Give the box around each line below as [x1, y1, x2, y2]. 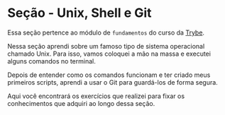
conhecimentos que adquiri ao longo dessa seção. [7, 99, 155, 107]
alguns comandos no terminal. [7, 56, 96, 65]
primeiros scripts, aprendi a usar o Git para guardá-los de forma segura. [7, 78, 218, 86]
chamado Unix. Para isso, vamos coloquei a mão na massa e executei [7, 49, 212, 58]
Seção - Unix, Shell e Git [7, 5, 152, 21]
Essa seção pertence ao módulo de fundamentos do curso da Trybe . [7, 28, 204, 37]
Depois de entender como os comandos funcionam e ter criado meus [7, 71, 211, 79]
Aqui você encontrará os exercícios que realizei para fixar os [7, 92, 185, 100]
